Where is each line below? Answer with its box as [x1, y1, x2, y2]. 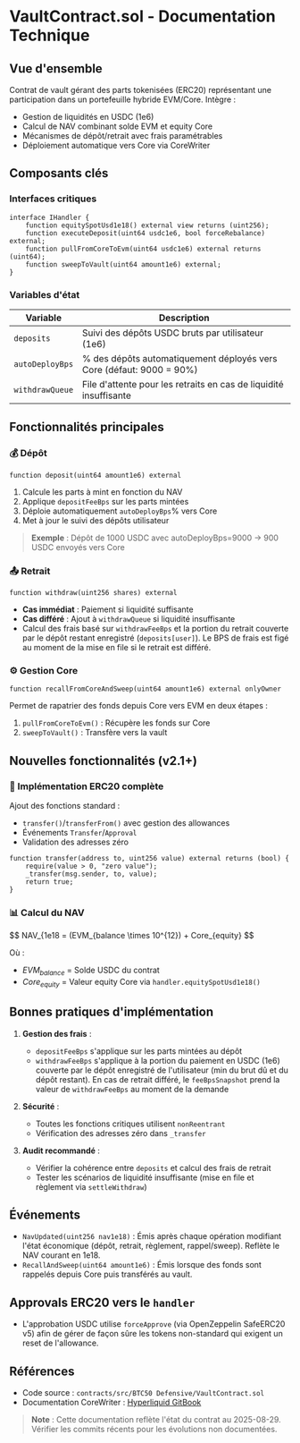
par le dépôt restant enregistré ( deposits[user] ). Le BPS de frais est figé [21, 632, 289, 643]
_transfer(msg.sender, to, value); [25, 870, 158, 879]
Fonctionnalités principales [9, 420, 165, 435]
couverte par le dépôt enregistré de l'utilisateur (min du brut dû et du [35, 1065, 288, 1075]
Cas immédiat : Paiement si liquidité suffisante [21, 604, 194, 615]
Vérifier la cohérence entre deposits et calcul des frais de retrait [35, 1162, 271, 1173]
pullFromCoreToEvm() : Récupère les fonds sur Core [21, 717, 211, 728]
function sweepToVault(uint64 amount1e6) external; [25, 259, 221, 269]
